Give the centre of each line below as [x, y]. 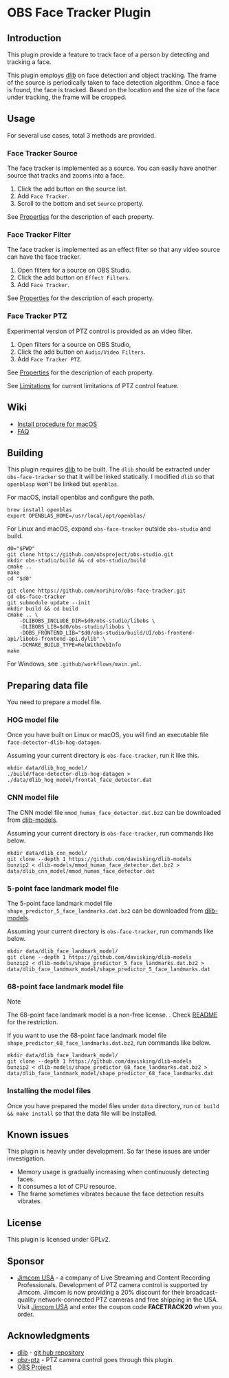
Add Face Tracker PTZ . [50, 359]
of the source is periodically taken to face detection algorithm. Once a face [113, 83]
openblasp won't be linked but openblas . [63, 484]
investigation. [26, 1158]
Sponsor [26, 1261]
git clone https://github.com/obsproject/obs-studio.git [90, 555]
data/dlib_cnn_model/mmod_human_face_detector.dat [81, 871]
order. [25, 1314]
